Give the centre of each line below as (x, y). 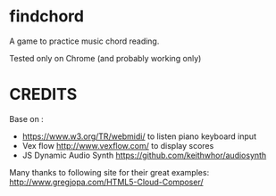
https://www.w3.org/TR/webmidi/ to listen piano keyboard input (139, 136)
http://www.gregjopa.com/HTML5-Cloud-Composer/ (106, 182)
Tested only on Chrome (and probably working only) (105, 58)
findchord (47, 16)
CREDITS (43, 94)
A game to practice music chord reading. (84, 41)
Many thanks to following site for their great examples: (109, 172)
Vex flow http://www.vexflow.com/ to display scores (118, 145)
